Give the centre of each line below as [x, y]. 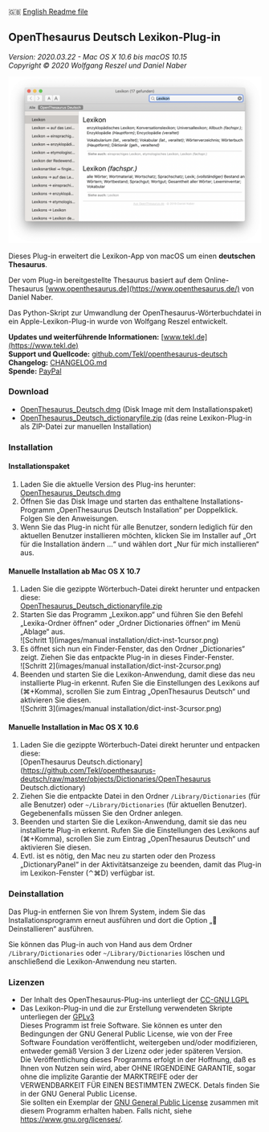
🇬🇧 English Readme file [48, 12]
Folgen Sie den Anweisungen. [69, 518]
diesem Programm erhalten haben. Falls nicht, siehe [106, 1110]
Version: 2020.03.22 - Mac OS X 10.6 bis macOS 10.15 [98, 56]
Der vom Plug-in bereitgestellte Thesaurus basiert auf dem [106, 280]
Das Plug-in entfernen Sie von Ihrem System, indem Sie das [107, 912]
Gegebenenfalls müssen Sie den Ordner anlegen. [101, 813]
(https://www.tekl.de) [43, 345]
